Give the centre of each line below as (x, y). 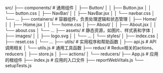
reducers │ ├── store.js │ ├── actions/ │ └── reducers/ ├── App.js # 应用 (82, 54)
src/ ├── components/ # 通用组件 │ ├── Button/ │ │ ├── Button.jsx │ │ (78, 8)
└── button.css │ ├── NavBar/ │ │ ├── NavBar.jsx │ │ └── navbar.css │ (80, 13)
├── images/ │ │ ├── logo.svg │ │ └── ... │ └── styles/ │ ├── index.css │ (82, 36)
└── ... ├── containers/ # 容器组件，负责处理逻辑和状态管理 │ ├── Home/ (81, 19)
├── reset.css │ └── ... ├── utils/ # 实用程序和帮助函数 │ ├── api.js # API (81, 42)
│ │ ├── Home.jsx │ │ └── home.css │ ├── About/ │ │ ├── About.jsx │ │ (81, 24)
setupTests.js (18, 65)
